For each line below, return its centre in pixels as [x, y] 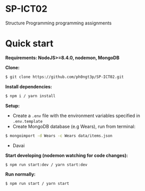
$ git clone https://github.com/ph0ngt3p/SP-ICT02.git [65, 77]
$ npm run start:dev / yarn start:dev [46, 165]
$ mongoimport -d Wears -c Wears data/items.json [59, 135]
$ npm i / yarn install [31, 96]
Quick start [29, 44]
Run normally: [20, 174]
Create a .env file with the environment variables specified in [76, 116]
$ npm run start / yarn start [37, 184]
